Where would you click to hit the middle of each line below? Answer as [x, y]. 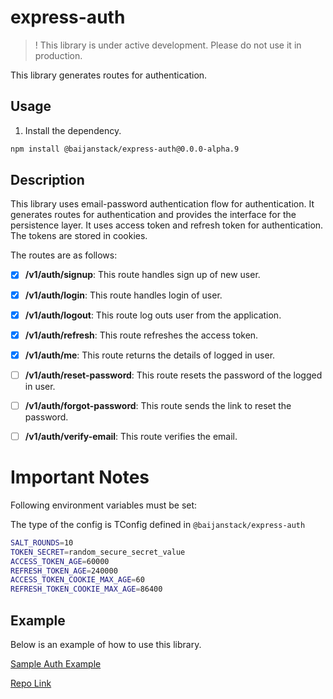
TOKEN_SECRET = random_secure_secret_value [98, 552]
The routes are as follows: [64, 255]
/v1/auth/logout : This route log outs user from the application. [153, 315]
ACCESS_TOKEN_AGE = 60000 [60, 561]
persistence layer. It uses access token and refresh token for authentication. [167, 225]
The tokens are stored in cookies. [79, 236]
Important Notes [80, 477]
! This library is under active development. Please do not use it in [168, 45]
